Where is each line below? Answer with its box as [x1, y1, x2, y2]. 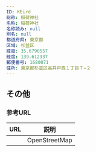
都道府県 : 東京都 [6, 37, 43, 43]
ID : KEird [6, 8, 31, 15]
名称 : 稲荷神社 [6, 20, 39, 26]
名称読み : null [6, 25, 41, 32]
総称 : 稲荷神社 [6, 14, 39, 21]
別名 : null [6, 31, 32, 37]
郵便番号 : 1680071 [6, 59, 50, 65]
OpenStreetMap [27, 136, 72, 145]
